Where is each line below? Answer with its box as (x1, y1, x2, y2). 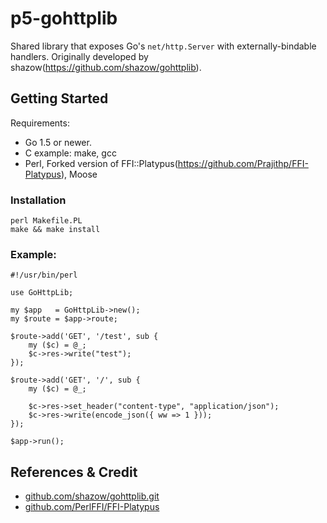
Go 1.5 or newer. (24, 136, 92, 148)
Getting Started (10, 90, 109, 107)
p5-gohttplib (10, 7, 118, 30)
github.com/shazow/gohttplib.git (24, 490, 160, 502)
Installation (10, 193, 67, 207)
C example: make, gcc (24, 147, 117, 159)
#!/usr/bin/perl (10, 270, 78, 281)
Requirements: (10, 117, 70, 129)
